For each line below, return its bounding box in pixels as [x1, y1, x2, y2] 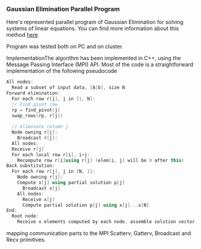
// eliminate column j [11, 124, 69, 130]
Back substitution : [6, 163, 55, 169]
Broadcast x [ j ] [22, 185, 61, 191]
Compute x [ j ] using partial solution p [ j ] [17, 180, 125, 186]
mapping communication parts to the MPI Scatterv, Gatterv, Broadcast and [6, 230, 191, 237]
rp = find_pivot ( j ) [11, 107, 61, 113]
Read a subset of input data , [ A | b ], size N [11, 85, 125, 91]
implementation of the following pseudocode [6, 67, 117, 75]
